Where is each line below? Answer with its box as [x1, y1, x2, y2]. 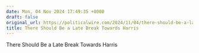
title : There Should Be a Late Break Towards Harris [6, 25, 139, 31]
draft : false [6, 14, 38, 20]
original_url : [6, 19, 41, 25]
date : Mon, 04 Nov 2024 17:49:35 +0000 [6, 8, 105, 15]
